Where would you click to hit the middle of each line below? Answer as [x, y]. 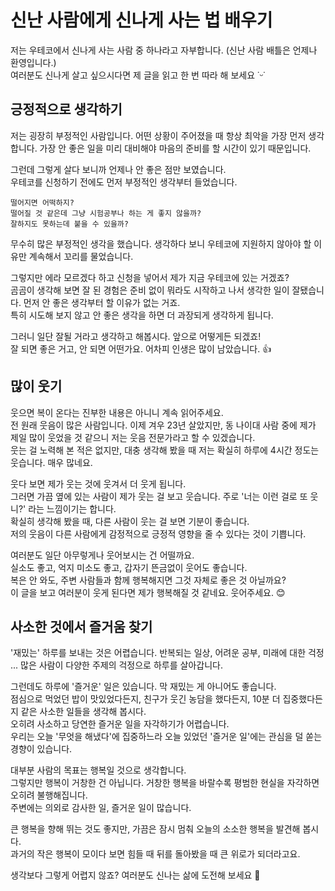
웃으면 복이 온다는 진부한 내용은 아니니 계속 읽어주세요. [117, 412]
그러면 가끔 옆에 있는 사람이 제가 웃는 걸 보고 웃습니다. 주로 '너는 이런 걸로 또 [159, 496]
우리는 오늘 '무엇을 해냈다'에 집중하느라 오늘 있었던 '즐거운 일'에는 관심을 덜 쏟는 [166, 737]
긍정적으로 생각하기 [66, 109]
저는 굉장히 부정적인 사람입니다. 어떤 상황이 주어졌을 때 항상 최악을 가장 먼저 [158, 135]
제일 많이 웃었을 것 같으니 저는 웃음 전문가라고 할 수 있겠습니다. [133, 437]
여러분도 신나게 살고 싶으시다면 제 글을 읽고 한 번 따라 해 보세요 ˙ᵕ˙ [138, 75]
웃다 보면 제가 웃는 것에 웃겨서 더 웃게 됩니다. [98, 483]
